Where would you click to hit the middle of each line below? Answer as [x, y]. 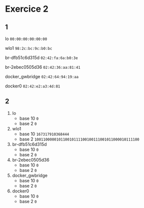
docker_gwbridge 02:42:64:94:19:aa [42, 76]
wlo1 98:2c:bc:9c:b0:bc [29, 48]
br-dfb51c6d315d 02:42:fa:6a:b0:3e [41, 58]
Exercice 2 [27, 9]
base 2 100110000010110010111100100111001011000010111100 [79, 139]
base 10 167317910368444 [44, 134]
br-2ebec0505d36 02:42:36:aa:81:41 [43, 67]
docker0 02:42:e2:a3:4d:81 [33, 86]
